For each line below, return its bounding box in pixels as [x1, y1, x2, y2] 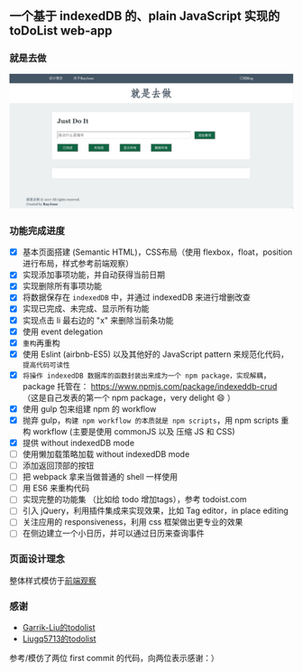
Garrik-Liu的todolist [22, 622, 96, 633]
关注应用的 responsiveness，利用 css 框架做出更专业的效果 [22, 517, 243, 527]
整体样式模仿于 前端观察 [9, 574, 96, 585]
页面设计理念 [9, 553, 66, 565]
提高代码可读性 [22, 360, 70, 369]
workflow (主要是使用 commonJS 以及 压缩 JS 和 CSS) [32, 425, 236, 436]
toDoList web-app [9, 23, 113, 39]
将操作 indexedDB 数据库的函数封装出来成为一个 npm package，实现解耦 [22, 371, 264, 380]
